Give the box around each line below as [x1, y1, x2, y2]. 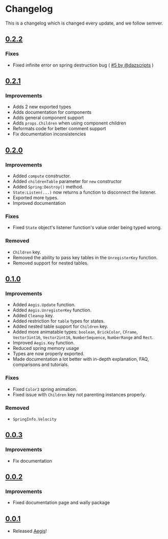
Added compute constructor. [12, 173, 71, 179]
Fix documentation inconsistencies [12, 131, 86, 137]
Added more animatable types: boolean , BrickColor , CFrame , [12, 329, 138, 335]
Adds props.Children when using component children [12, 120, 127, 126]
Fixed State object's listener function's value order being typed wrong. [12, 224, 162, 231]
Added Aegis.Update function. [12, 302, 76, 308]
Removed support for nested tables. [12, 260, 88, 266]
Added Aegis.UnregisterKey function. [12, 307, 92, 313]
